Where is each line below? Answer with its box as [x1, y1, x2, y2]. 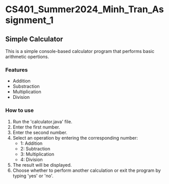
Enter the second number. [12, 129, 67, 136]
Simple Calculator [5, 35, 63, 43]
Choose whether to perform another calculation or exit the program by [12, 167, 161, 173]
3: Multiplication [20, 151, 55, 157]
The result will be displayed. [12, 162, 72, 168]
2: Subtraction [20, 145, 51, 151]
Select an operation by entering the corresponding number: [12, 135, 138, 141]
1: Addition [20, 140, 43, 146]
